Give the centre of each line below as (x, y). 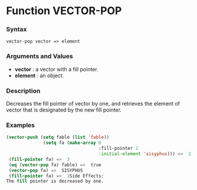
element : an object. (39, 76)
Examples (21, 125)
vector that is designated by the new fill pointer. (64, 110)
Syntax (17, 30)
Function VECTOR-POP (64, 11)
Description (23, 91)
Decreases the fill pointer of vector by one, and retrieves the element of (93, 104)
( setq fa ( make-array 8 (72, 143)
